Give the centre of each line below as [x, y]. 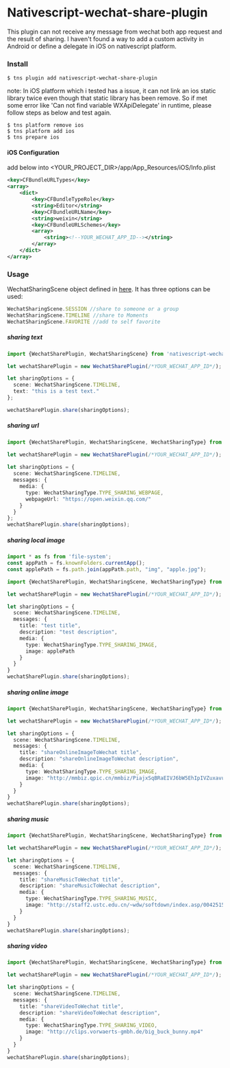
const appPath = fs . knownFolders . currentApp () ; [76, 563]
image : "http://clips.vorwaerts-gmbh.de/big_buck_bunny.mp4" [114, 1032]
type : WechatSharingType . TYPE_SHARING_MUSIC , [91, 899]
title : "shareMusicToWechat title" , [72, 879]
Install [18, 64]
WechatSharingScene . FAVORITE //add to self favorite [84, 321]
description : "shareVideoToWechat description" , [90, 1012]
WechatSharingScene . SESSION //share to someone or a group [93, 309]
